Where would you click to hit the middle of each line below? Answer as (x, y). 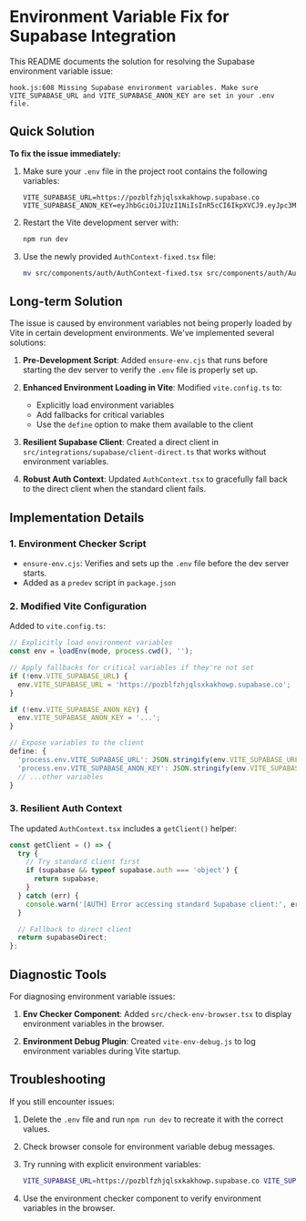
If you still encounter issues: (62, 1101)
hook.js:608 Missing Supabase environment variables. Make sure (134, 87)
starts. (35, 573)
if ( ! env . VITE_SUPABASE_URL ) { (69, 676)
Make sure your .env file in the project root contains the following (145, 171)
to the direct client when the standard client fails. (114, 489)
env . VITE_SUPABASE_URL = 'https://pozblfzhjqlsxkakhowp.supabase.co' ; (154, 685)
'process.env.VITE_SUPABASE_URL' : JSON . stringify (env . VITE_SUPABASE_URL (158, 759)
